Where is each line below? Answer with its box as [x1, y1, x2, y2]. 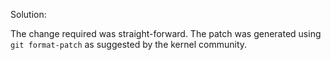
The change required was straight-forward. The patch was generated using [10, 28, 322, 39]
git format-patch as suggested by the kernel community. [10, 39, 248, 50]
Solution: [10, 9, 47, 20]
